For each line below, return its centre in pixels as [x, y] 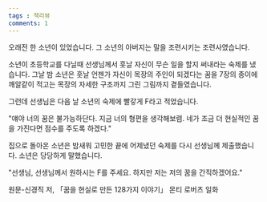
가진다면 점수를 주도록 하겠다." [64, 128]
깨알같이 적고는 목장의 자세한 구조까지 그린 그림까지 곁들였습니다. [110, 84]
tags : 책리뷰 [29, 16]
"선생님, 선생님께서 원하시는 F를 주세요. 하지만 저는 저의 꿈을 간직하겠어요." [125, 172]
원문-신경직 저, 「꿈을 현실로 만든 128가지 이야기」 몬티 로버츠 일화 [113, 189]
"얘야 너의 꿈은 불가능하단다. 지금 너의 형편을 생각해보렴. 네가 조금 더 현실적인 [129, 118]
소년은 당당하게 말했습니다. [61, 155]
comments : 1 [28, 23]
